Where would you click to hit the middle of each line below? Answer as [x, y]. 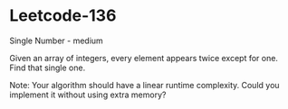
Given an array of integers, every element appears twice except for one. [144, 58]
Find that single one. [48, 68]
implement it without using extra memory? [88, 95]
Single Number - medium [57, 41]
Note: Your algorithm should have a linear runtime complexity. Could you [144, 85]
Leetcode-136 [63, 16]
